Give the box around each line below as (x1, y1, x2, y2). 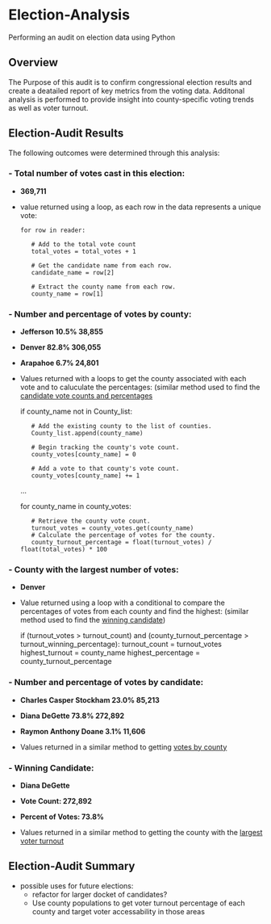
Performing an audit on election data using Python (8, 32, 176, 42)
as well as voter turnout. (8, 103, 89, 112)
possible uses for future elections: (19, 880, 134, 890)
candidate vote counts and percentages (19, 391, 153, 401)
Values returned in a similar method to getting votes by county (19, 741, 227, 752)
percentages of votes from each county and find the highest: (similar (19, 607, 249, 616)
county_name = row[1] (31, 289, 104, 298)
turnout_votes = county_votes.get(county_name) (31, 524, 194, 532)
